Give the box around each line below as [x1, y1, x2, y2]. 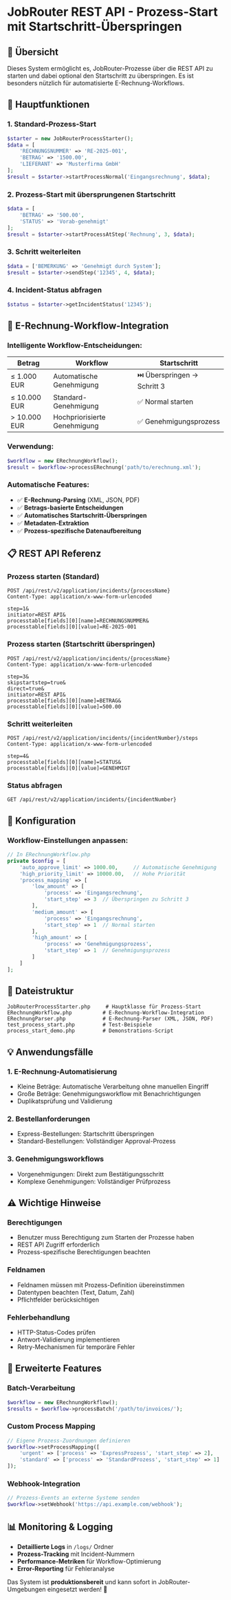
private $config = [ [7, 857, 67, 864]
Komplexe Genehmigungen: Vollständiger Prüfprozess [16, 1177, 170, 1185]
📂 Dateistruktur [7, 985, 74, 997]
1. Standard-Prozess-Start [7, 120, 96, 129]
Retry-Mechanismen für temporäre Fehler [16, 1343, 135, 1351]
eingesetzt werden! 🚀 [47, 1585, 108, 1593]
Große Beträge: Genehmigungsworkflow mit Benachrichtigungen [16, 1090, 201, 1098]
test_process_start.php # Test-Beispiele [7, 1022, 153, 1029]
